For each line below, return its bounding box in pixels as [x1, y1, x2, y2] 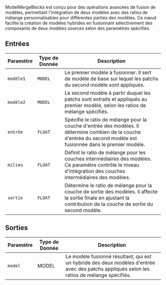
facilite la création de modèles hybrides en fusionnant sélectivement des [5, 20, 153, 26]
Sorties [5, 223, 28, 232]
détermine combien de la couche [64, 129, 141, 136]
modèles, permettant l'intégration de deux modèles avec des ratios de [5, 9, 148, 15]
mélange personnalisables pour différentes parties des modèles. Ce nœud [5, 15, 157, 20]
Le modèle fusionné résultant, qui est [65, 253, 152, 260]
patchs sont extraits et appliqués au [64, 95, 147, 102]
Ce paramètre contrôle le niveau [64, 161, 139, 168]
